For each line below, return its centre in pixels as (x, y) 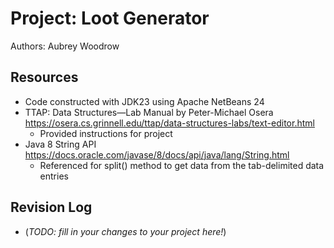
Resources (44, 77)
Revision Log (51, 207)
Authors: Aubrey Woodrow (65, 46)
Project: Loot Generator (110, 18)
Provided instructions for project (106, 133)
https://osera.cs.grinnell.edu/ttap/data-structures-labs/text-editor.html (169, 123)
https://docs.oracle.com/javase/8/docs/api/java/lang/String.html (157, 154)
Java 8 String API (60, 144)
